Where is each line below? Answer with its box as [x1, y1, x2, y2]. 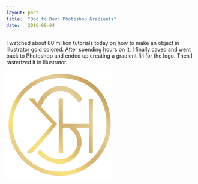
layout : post [6, 10, 39, 16]
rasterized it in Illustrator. [6, 59, 68, 66]
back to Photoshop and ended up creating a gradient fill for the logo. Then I [6, 52, 193, 59]
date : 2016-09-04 [6, 22, 55, 28]
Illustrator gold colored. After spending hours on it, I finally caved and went [6, 46, 191, 53]
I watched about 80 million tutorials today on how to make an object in [6, 40, 180, 47]
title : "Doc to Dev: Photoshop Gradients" [6, 16, 117, 22]
